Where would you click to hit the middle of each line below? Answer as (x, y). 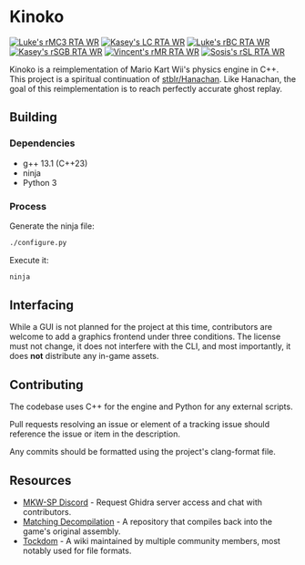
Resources (41, 480)
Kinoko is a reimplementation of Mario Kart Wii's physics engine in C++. (144, 69)
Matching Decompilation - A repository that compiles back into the (147, 522)
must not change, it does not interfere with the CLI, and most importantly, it (150, 346)
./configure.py (38, 242)
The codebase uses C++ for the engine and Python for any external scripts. (151, 406)
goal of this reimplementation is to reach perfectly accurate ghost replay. (146, 88)
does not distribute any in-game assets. (84, 356)
